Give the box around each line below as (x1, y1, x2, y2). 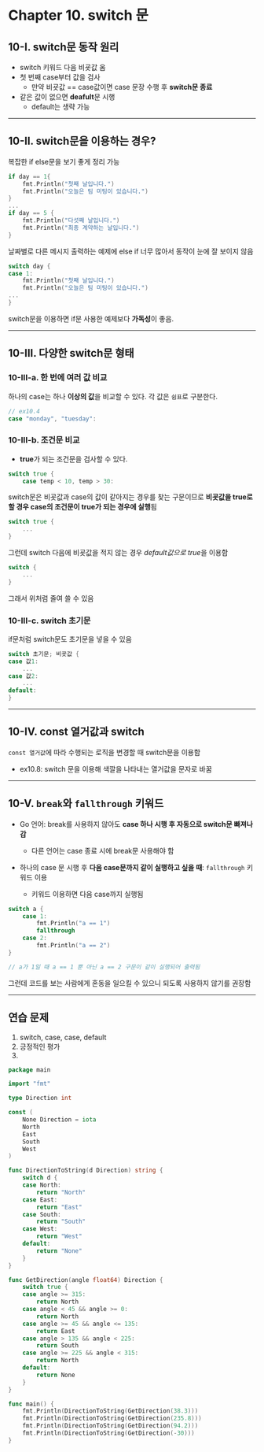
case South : (22, 1210, 61, 1218)
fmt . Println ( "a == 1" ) (36, 920, 111, 928)
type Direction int (8, 1095, 72, 1102)
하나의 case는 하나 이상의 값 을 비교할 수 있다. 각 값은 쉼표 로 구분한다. (8, 391, 218, 401)
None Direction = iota (22, 1116, 97, 1124)
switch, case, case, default (19, 1032, 107, 1042)
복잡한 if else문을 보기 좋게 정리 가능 (8, 157, 120, 166)
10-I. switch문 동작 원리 (8, 40, 119, 54)
